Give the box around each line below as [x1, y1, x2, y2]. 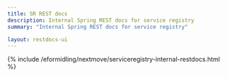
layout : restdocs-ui [7, 36, 69, 43]
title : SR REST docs [7, 10, 69, 17]
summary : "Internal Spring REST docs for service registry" [7, 23, 189, 30]
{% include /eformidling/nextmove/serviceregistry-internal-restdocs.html [7, 55, 221, 64]
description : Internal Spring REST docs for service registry [7, 17, 194, 24]
